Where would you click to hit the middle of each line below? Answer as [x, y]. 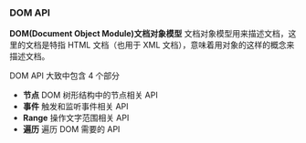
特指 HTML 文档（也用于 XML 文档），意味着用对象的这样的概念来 [172, 45]
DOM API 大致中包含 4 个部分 [65, 76]
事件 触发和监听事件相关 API [76, 107]
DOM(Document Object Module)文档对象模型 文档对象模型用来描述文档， [149, 34]
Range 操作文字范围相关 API [76, 118]
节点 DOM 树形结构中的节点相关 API [90, 95]
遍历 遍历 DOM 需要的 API [71, 129]
